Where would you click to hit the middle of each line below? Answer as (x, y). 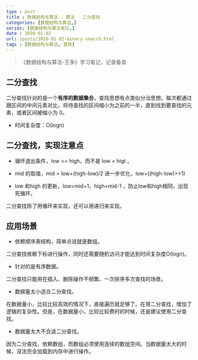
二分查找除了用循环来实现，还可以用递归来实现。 (65, 206)
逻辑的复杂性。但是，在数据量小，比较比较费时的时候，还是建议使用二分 (94, 312)
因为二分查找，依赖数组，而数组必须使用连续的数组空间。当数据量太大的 (94, 344)
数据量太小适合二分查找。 (46, 292)
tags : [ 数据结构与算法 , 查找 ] (40, 45)
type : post (21, 12)
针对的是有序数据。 (38, 267)
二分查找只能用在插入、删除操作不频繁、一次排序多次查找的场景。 (86, 279)
